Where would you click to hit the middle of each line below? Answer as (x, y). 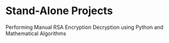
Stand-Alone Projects (59, 11)
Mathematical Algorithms (36, 33)
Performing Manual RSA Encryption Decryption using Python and (84, 27)
